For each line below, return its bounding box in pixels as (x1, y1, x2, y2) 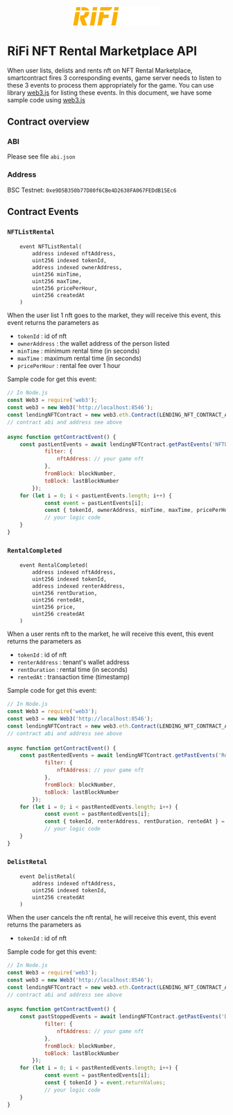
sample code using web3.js (7, 95, 85, 104)
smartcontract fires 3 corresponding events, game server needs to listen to (7, 73, 222, 82)
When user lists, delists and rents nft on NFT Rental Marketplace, (7, 66, 193, 74)
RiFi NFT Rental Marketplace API (7, 43, 198, 59)
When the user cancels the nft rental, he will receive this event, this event (7, 913, 216, 922)
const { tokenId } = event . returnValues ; (44, 1080, 166, 1086)
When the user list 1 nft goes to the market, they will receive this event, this (7, 311, 221, 319)
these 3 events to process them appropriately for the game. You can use (7, 81, 214, 89)
